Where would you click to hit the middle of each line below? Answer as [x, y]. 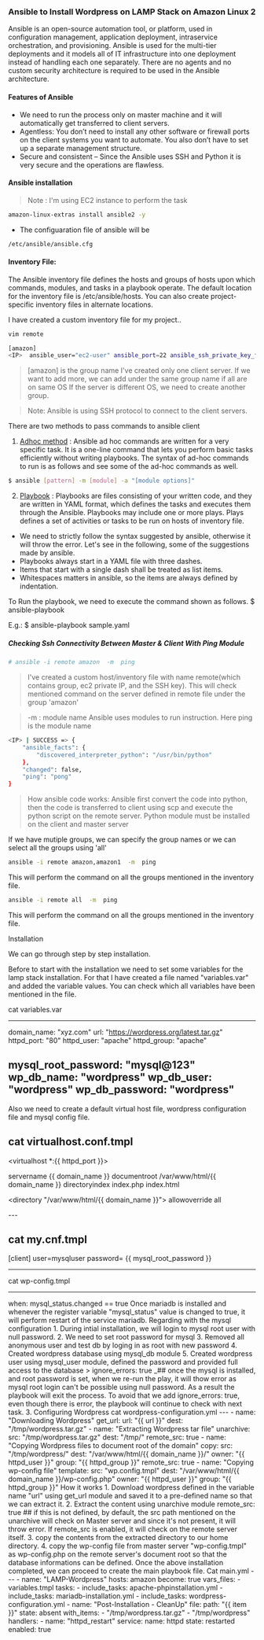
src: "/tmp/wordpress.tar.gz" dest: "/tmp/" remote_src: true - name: [117, 1437]
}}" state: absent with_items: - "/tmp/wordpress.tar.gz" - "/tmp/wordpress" [129, 1613]
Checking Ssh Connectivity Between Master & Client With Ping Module [126, 643]
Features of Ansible [41, 97]
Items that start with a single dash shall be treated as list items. [121, 569]
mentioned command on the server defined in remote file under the [136, 694]
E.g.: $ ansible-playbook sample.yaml [69, 625]
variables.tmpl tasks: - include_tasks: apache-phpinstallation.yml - [115, 1588]
